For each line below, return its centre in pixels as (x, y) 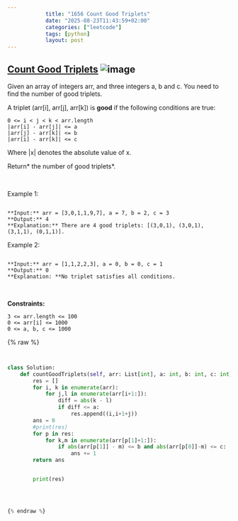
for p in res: (53, 434)
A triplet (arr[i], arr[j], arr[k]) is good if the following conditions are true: (112, 107)
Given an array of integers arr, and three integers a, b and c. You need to (113, 86)
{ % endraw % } (27, 511)
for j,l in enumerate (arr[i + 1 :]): (96, 394)
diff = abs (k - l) (85, 401)
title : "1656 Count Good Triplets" (98, 14)
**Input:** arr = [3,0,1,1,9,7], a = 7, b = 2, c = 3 (89, 213)
